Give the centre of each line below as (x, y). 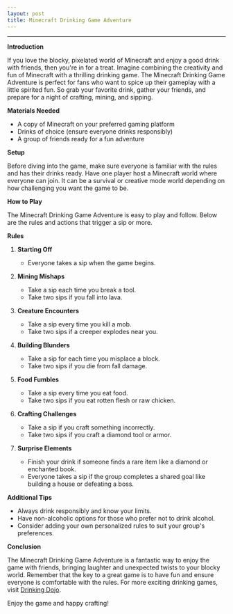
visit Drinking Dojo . (34, 590)
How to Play (25, 201)
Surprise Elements (44, 448)
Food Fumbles (38, 379)
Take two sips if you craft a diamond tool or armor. (100, 434)
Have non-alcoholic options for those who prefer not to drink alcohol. (116, 518)
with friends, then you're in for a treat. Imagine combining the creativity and (115, 68)
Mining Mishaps (41, 276)
